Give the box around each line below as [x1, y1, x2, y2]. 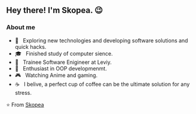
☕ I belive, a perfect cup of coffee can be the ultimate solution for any [14, 81, 190, 88]
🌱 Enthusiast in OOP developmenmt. [14, 64, 108, 72]
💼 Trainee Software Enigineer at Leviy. [14, 58, 112, 66]
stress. [14, 89, 32, 96]
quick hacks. [14, 43, 47, 50]
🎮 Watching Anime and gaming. [14, 72, 98, 79]
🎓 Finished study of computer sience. [14, 50, 114, 57]
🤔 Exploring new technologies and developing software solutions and [14, 36, 188, 44]
